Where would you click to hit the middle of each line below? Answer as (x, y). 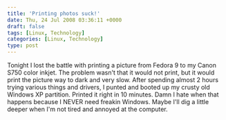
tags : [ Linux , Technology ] (46, 33)
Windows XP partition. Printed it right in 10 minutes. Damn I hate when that (113, 94)
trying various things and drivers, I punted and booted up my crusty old (109, 87)
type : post (23, 46)
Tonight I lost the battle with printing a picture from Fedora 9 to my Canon (112, 65)
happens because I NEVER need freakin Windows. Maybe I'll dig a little (108, 102)
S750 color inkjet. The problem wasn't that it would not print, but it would (111, 72)
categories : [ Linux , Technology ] (55, 39)
